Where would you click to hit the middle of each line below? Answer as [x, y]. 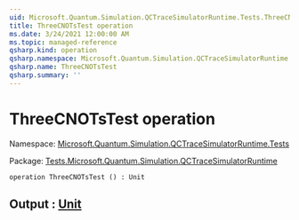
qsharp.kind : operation [53, 51]
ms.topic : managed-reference [63, 42]
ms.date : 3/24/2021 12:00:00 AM [69, 34]
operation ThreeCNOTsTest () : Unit [77, 177]
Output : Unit [45, 204]
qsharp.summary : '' [45, 75]
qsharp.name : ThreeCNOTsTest [63, 67]
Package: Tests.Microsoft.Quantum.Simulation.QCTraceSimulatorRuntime [143, 161]
